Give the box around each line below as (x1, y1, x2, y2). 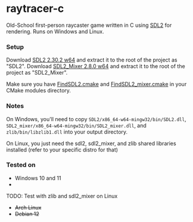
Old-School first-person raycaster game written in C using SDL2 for (6, 21, 172, 29)
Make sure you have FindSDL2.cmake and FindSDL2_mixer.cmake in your (6, 81, 187, 88)
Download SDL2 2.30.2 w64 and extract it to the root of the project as (6, 56, 178, 64)
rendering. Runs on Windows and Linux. (6, 27, 104, 35)
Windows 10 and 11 (14, 174, 61, 181)
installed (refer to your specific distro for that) (6, 146, 118, 153)
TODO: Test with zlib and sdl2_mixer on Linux (6, 192, 118, 199)
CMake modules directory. (6, 87, 71, 94)
